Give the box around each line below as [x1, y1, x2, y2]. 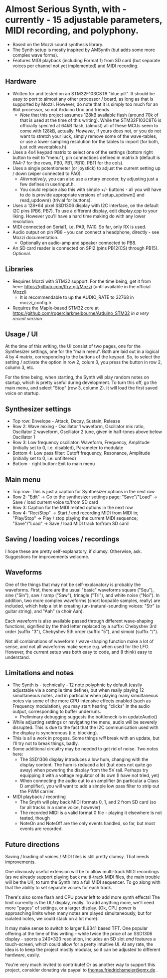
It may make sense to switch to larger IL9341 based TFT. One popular [5, 925, 148, 931]
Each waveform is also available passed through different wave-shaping [5, 618, 154, 624]
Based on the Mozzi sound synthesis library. [12, 41, 104, 47]
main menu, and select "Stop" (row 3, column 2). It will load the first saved [5, 385, 158, 391]
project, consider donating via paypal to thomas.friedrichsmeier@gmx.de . [5, 967, 158, 973]
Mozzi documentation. [12, 234, 59, 240]
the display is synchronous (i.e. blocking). [12, 730, 98, 736]
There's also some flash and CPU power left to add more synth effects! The [5, 894, 161, 900]
